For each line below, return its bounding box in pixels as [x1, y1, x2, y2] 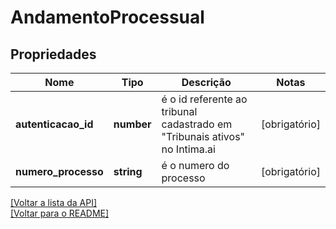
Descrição [181, 76, 232, 89]
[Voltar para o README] [10, 207, 110, 219]
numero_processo [15, 165, 104, 178]
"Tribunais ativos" [161, 130, 246, 143]
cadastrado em [161, 117, 233, 131]
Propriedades [10, 46, 97, 63]
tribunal [161, 105, 198, 118]
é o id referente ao [161, 92, 248, 106]
